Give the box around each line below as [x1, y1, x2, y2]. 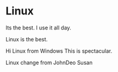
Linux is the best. [5, 35, 48, 43]
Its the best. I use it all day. [5, 24, 71, 31]
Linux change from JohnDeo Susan [5, 59, 93, 66]
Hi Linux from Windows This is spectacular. [5, 47, 113, 55]
